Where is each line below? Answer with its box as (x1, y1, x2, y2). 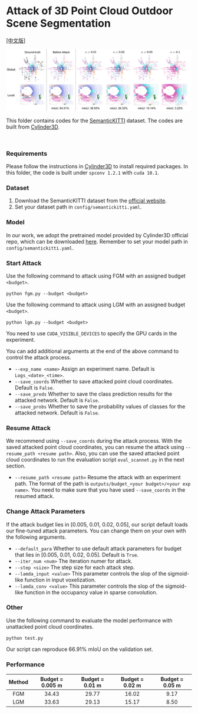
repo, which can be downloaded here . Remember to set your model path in (6, 238, 189, 245)
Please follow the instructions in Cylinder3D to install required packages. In (6, 163, 189, 170)
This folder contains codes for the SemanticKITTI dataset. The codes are (6, 117, 183, 124)
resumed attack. (14, 493, 55, 500)
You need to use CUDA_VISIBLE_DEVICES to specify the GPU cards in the (6, 329, 177, 337)
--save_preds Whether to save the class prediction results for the (14, 390, 173, 397)
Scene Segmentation (6, 17, 111, 30)
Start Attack (6, 259, 42, 267)
